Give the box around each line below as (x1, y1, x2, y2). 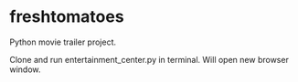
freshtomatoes (9, 6, 125, 27)
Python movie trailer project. (9, 36, 117, 47)
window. (9, 64, 41, 75)
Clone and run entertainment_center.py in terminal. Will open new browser (9, 54, 290, 65)
